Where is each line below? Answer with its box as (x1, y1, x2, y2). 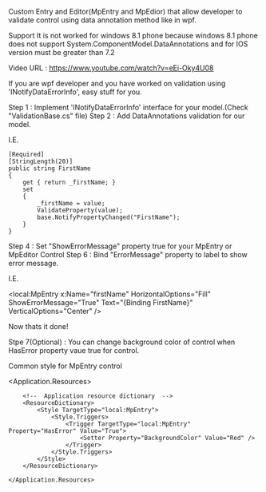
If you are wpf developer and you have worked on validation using (8, 79, 226, 88)
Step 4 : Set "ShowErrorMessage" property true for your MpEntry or (8, 241, 232, 251)
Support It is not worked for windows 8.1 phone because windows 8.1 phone (8, 31, 258, 40)
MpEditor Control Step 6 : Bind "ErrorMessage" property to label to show (8, 250, 248, 259)
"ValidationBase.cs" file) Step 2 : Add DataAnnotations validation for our (8, 111, 245, 121)
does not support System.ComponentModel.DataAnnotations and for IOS (8, 39, 248, 49)
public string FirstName (8, 165, 91, 173)
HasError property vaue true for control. (8, 346, 140, 355)
